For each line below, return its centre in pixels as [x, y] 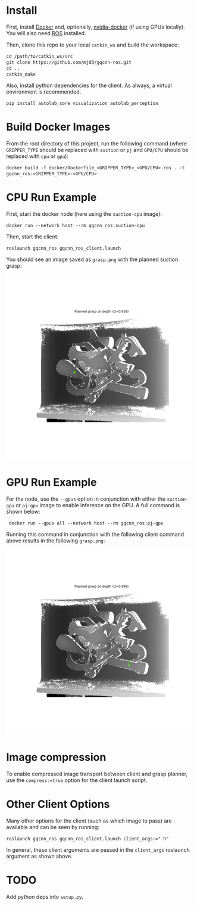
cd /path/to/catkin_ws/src [40, 56]
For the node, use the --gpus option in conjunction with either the [86, 499]
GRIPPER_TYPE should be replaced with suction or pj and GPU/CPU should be [97, 150]
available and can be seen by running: [53, 827]
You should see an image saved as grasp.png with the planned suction [92, 259]
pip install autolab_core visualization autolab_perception [82, 103]
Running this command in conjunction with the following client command [95, 534]
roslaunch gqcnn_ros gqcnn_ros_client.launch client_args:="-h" [87, 839]
